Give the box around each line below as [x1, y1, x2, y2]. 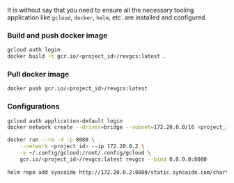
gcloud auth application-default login [7, 118, 123, 125]
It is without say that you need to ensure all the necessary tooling [7, 6, 194, 14]
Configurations [7, 102, 60, 111]
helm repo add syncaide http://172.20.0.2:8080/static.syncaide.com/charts [7, 168, 232, 176]
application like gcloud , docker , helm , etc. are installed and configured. [7, 13, 208, 22]
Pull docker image [7, 69, 70, 79]
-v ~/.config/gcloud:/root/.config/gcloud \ [19, 150, 151, 157]
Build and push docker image [7, 31, 108, 40]
